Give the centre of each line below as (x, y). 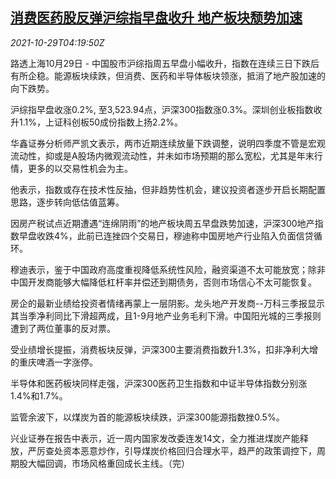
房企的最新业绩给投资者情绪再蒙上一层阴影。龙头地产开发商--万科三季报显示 (167, 303)
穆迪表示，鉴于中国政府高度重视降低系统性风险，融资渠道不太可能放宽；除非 (168, 269)
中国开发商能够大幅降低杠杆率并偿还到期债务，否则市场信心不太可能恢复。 (163, 282)
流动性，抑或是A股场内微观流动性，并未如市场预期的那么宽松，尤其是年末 (162, 155)
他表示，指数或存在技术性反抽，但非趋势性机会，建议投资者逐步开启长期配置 (168, 189)
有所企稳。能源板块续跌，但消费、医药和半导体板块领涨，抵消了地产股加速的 (168, 75)
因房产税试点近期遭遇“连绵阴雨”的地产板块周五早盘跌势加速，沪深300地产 (162, 223)
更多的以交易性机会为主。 (80, 168)
